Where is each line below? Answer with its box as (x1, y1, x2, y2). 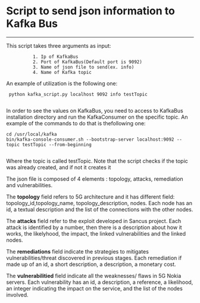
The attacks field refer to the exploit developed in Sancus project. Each (6, 217, 182, 224)
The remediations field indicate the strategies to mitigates (6, 248, 149, 255)
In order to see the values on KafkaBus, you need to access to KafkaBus (6, 107, 183, 114)
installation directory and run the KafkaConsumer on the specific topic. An (6, 113, 188, 120)
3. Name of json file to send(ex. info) (32, 64, 135, 70)
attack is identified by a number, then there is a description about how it (6, 224, 183, 231)
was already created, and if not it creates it (6, 163, 111, 171)
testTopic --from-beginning (21, 141, 92, 147)
